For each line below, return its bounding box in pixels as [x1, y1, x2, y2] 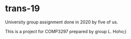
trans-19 [5, 3, 40, 14]
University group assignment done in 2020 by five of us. [5, 19, 118, 25]
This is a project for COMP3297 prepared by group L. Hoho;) [5, 28, 127, 34]
